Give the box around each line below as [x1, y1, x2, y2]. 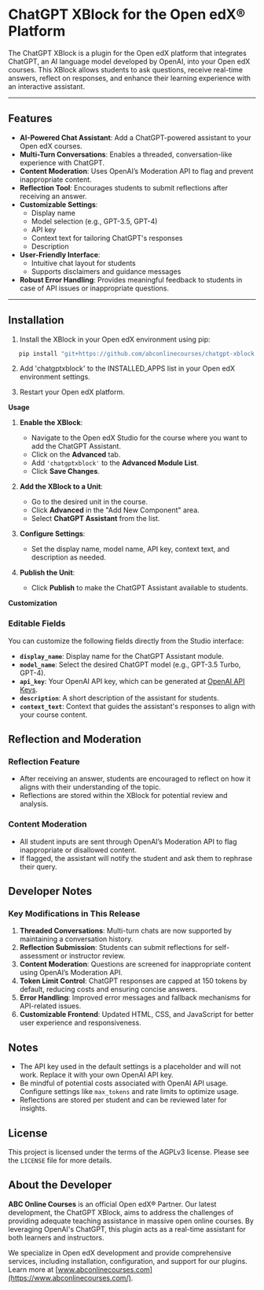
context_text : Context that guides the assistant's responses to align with [19, 701, 255, 711]
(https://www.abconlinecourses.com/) [8, 1273, 132, 1282]
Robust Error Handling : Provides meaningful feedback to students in [19, 275, 243, 284]
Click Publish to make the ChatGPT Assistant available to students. [31, 583, 249, 593]
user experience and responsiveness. [19, 1018, 141, 1028]
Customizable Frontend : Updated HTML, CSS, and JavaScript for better [19, 1010, 254, 1019]
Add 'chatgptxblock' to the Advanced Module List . [31, 458, 199, 468]
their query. [19, 862, 57, 871]
